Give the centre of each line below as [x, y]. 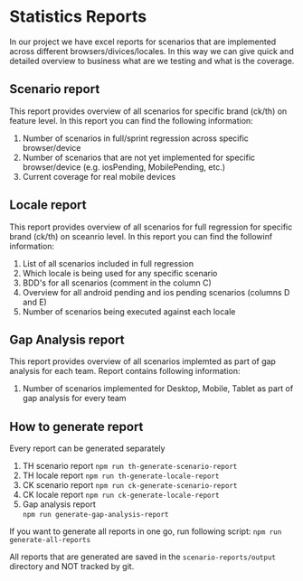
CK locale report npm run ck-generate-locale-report [121, 495]
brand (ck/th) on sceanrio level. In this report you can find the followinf [141, 236]
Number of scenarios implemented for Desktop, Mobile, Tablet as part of [158, 389]
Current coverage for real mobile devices [99, 176]
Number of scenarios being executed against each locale [129, 311]
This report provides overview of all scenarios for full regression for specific [151, 227]
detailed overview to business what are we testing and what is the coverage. [152, 61]
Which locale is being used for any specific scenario [120, 273]
